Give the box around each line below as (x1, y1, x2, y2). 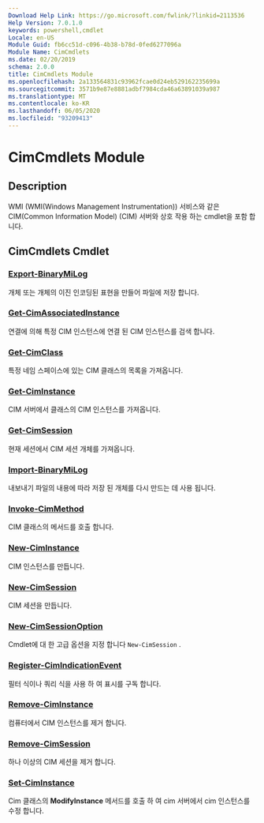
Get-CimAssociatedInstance (8, 307, 120, 318)
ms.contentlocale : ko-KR (8, 100, 90, 107)
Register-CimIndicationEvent (8, 660, 122, 671)
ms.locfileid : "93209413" (8, 115, 93, 122)
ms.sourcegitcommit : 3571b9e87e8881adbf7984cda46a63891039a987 (8, 85, 221, 93)
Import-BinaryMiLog (8, 464, 88, 475)
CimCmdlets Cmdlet (8, 245, 110, 258)
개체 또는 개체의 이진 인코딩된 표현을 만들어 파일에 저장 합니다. (8, 287, 199, 297)
